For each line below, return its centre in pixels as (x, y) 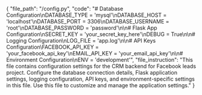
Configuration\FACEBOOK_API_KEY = (53, 47)
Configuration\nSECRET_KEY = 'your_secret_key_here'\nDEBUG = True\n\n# (101, 34)
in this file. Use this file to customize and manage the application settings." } (100, 85)
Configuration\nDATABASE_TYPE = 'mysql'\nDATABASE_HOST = (87, 15)
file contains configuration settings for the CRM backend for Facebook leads (101, 66)
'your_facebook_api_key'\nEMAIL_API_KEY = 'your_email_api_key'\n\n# (95, 53)
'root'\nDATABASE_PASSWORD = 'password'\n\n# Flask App (82, 28)
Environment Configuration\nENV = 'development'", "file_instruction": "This (99, 60)
